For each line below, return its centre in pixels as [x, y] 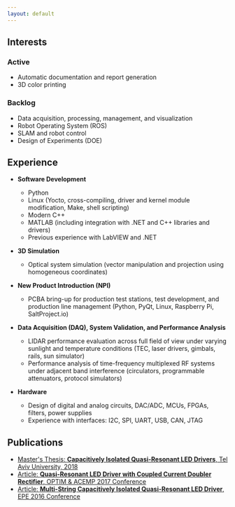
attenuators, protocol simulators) [75, 378]
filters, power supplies [60, 413]
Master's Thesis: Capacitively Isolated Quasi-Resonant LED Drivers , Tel [122, 459]
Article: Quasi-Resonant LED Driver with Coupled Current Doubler [114, 474]
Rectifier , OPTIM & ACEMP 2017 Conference [82, 482]
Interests [27, 42]
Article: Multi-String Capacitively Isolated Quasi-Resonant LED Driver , [121, 489]
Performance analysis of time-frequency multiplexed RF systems [121, 363]
